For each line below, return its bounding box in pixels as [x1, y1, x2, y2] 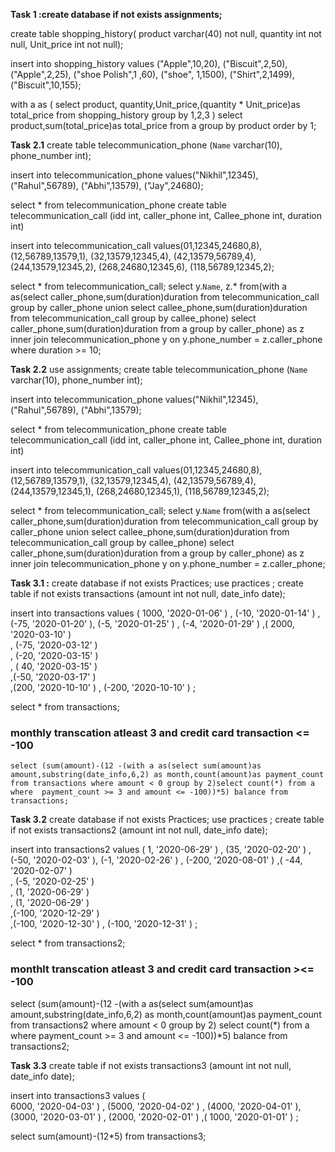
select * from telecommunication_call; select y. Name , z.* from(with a [10, 280, 288, 292]
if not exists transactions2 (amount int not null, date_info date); [10, 824, 268, 836]
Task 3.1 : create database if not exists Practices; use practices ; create [10, 577, 304, 589]
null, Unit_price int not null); [10, 39, 124, 50]
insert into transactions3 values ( [10, 1089, 146, 1101]
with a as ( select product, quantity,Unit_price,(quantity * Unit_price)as [10, 99, 301, 110]
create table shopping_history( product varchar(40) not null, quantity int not [10, 28, 322, 39]
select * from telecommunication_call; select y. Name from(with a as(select [10, 505, 311, 516]
